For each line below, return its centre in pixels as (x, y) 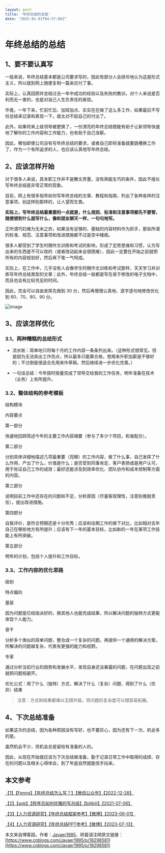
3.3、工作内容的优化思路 (34, 570)
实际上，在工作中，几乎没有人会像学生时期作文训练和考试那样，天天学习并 (80, 268)
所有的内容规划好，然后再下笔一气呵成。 (46, 258)
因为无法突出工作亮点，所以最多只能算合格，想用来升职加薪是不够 (83, 356)
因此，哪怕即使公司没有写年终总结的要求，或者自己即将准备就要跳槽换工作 (80, 143)
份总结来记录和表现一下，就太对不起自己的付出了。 (57, 116)
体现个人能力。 (20, 619)
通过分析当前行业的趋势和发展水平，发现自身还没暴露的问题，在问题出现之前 (82, 667)
